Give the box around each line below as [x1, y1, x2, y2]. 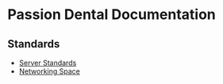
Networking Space [18, 67, 80, 76]
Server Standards [18, 58, 77, 67]
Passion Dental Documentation [7, 6, 216, 24]
